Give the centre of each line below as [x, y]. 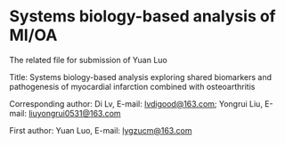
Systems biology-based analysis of [142, 16]
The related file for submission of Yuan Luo [88, 60]
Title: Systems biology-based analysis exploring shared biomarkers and [140, 77]
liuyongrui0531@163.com [75, 113]
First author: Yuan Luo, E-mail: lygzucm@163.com [101, 130]
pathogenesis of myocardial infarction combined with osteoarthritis [132, 86]
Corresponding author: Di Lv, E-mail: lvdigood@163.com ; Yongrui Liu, [136, 103]
